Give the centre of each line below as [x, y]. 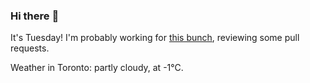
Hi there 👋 [35, 16]
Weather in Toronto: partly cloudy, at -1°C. [97, 68]
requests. [30, 48]
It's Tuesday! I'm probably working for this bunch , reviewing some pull [155, 38]
